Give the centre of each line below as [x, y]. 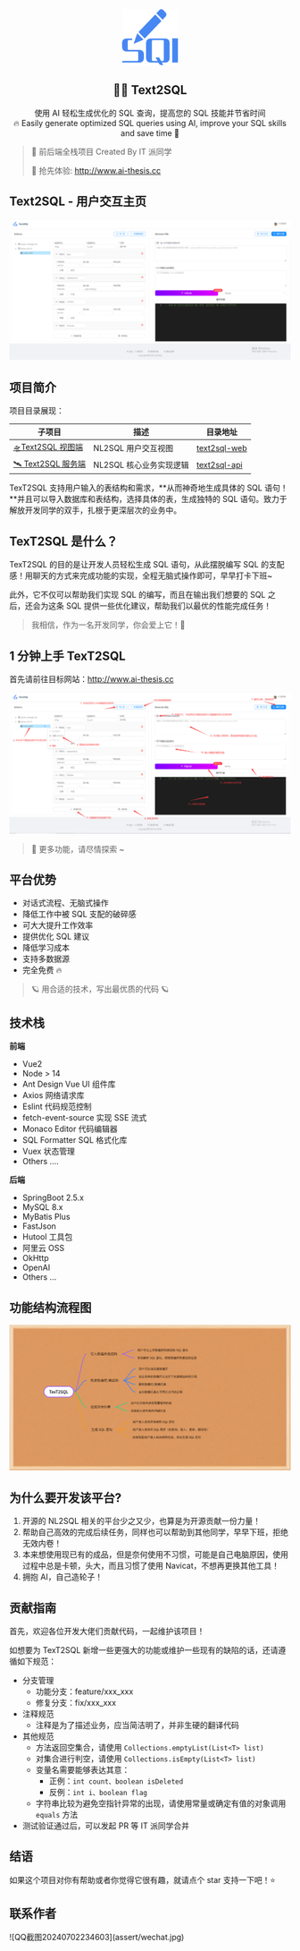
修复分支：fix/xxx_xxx [76, 1702]
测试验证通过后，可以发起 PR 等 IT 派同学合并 [106, 1826]
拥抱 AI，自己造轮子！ [62, 1577]
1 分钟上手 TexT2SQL [68, 656]
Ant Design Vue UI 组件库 [69, 1084]
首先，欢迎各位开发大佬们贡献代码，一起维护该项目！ [107, 1631]
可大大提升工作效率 [58, 925]
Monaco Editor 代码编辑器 [70, 1129]
